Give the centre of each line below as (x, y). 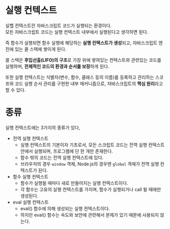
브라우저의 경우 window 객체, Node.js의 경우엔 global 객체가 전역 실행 (90, 164)
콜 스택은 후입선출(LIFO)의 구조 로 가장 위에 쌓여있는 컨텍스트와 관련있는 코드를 (83, 60)
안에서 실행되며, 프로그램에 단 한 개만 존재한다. (67, 151)
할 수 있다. (16, 90)
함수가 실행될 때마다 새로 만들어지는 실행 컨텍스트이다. (74, 183)
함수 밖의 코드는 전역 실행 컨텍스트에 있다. (62, 157)
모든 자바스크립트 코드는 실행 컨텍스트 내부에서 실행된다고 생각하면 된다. (77, 32)
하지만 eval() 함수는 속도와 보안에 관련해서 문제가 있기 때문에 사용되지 (90, 215)
